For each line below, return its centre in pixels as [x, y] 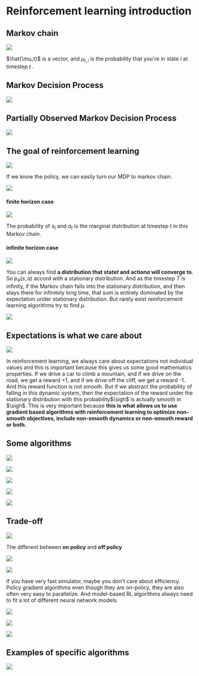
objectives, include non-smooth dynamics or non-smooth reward [110, 419]
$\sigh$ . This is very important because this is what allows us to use [92, 406]
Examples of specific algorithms [68, 653]
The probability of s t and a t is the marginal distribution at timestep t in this [97, 227]
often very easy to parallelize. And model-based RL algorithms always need [99, 593]
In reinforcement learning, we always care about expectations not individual [100, 361]
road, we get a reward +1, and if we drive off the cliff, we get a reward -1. [96, 380]
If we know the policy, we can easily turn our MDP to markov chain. [89, 177]
